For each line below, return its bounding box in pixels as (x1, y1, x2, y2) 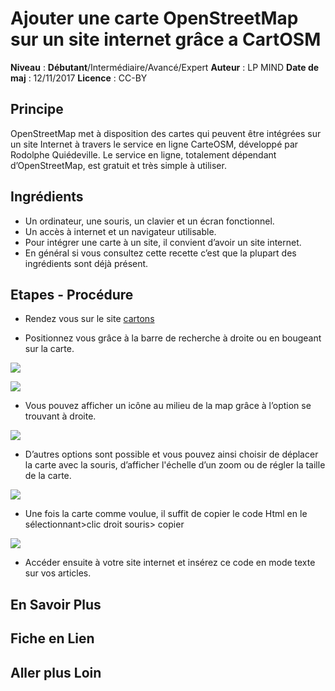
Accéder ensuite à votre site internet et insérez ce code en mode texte (24, 557, 316, 569)
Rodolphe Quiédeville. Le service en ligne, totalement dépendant (10, 148, 277, 161)
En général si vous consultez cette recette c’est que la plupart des (24, 247, 297, 259)
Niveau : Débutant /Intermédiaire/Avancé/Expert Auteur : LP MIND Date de (10, 61, 320, 73)
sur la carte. (24, 343, 75, 355)
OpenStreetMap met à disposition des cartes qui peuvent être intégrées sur (10, 127, 322, 139)
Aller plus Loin (10, 664, 102, 681)
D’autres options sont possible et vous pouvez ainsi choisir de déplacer (24, 448, 319, 461)
